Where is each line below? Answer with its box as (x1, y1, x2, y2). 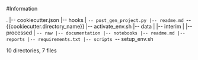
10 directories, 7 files (6, 47, 58, 54)
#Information (6, 5, 38, 12)
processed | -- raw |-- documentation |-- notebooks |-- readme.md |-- (6, 29, 186, 36)
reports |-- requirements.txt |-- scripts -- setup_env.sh (6, 36, 154, 42)
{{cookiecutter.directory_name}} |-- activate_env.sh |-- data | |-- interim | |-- (6, 23, 193, 30)
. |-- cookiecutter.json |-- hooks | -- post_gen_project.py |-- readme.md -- (6, 17, 191, 23)
